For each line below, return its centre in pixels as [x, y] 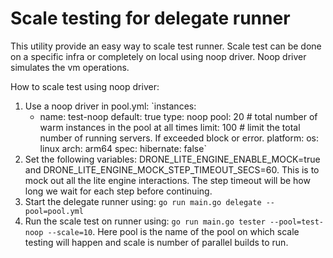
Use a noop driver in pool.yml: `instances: [110, 106]
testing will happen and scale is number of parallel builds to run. [156, 242]
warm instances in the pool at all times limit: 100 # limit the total [170, 127]
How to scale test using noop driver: [85, 86]
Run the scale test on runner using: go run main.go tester [145, 221]
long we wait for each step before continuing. [118, 191]
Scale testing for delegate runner [150, 18]
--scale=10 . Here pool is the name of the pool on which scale [173, 231]
